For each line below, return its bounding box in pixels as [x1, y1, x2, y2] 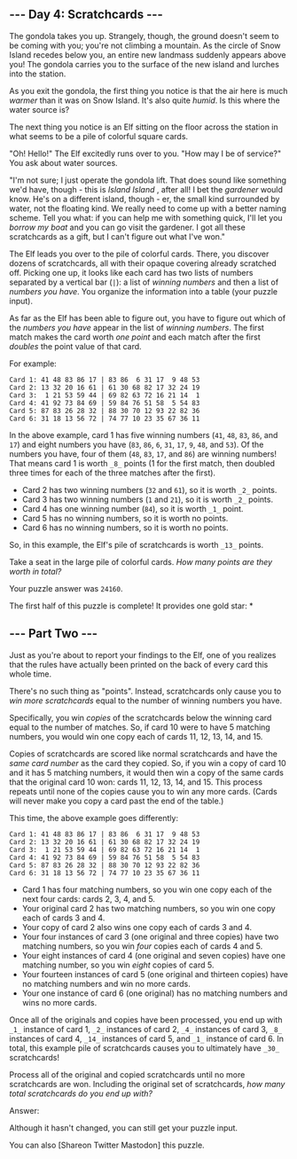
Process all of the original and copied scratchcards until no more [9, 1069, 246, 1080]
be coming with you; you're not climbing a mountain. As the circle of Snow [9, 40, 281, 51]
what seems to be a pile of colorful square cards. [9, 130, 189, 141]
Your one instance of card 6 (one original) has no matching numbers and [21, 988, 288, 998]
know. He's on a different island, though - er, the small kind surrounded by [9, 193, 280, 204]
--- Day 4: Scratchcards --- [9, 7, 163, 22]
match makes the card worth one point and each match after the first [9, 332, 261, 342]
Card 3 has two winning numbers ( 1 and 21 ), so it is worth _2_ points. [21, 494, 273, 505]
